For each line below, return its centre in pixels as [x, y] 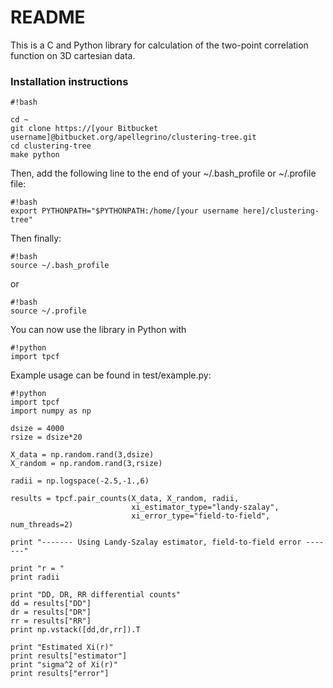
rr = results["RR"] [51, 621]
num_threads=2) [42, 525]
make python [35, 155]
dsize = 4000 [37, 429]
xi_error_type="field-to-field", [201, 516]
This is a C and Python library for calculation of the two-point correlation [159, 45]
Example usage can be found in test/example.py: [111, 375]
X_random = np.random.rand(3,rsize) [86, 464]
